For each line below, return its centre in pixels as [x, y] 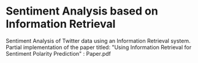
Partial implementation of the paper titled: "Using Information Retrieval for [99, 47]
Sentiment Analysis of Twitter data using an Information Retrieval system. [98, 41]
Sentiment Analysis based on [82, 11]
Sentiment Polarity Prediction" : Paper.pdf [59, 53]
